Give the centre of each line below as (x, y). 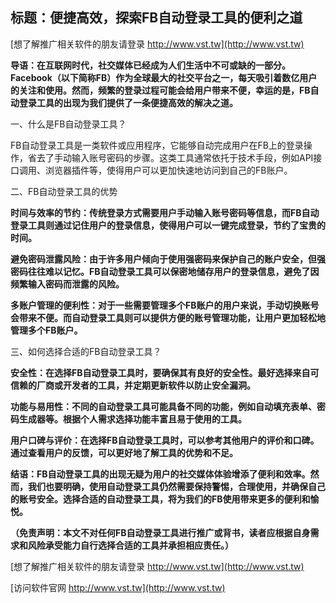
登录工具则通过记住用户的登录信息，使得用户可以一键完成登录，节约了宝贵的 (168, 225)
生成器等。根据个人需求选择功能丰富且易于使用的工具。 (132, 419)
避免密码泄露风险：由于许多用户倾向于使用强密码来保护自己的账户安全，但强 (168, 259)
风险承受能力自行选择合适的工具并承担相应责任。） (130, 545)
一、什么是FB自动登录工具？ (68, 124)
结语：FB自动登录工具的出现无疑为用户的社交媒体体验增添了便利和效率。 (160, 474)
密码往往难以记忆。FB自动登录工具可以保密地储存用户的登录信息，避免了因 (165, 271)
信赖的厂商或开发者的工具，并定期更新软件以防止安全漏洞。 (133, 385)
